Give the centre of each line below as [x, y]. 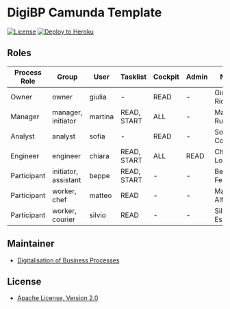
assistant [67, 180]
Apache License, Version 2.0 [57, 298]
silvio [98, 215]
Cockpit [166, 77]
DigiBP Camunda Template [85, 13]
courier [64, 219]
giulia [98, 97]
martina [102, 116]
